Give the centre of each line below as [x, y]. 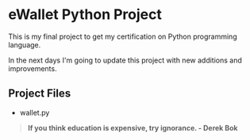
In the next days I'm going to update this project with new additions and [125, 60]
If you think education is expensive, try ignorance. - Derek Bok [133, 127]
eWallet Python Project [85, 15]
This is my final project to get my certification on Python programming [123, 36]
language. [25, 44]
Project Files [40, 94]
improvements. [33, 68]
